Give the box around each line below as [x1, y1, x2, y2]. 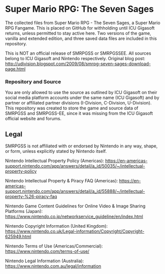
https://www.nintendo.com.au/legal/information [5, 263, 101, 269]
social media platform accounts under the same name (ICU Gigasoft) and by [5, 95, 160, 101]
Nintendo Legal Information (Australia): [5, 258, 84, 264]
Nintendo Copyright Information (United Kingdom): [5, 223, 108, 229]
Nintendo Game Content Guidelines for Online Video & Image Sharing [5, 203, 146, 209]
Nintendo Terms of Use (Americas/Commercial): [5, 243, 103, 249]
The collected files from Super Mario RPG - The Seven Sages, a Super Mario [5, 20, 161, 26]
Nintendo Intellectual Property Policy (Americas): [5, 158, 104, 164]
